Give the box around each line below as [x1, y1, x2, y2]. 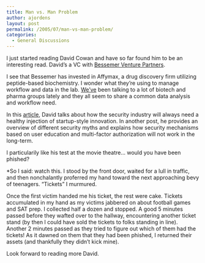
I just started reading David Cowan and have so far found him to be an [6, 55, 183, 61]
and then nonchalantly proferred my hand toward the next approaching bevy [6, 174, 199, 181]
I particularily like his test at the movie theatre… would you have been [6, 149, 181, 156]
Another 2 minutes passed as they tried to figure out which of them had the [6, 225, 196, 232]
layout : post [6, 20, 40, 26]
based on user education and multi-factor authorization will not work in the [6, 130, 195, 138]
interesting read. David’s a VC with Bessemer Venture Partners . [6, 61, 165, 68]
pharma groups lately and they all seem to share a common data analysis [6, 93, 191, 100]
